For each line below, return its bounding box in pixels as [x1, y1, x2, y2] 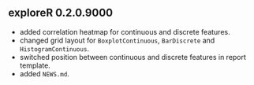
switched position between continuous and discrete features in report [19, 52, 247, 61]
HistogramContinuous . [19, 43, 89, 54]
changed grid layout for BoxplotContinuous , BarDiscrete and [19, 35, 215, 45]
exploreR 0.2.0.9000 [8, 6, 113, 20]
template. [19, 61, 51, 70]
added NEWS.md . [19, 68, 69, 78]
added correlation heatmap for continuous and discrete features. [19, 27, 230, 36]
